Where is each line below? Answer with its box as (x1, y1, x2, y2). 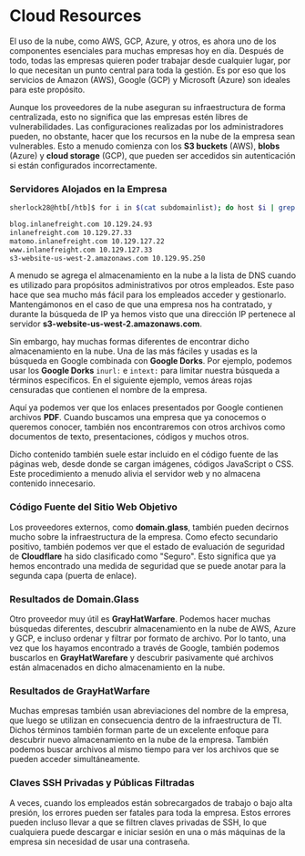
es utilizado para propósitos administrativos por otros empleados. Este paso (9, 280, 295, 291)
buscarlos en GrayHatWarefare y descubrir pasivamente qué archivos (9, 653, 274, 664)
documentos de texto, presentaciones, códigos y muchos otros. (9, 431, 249, 442)
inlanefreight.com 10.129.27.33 (9, 228, 132, 237)
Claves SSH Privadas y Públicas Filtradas (9, 777, 195, 789)
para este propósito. (9, 84, 86, 95)
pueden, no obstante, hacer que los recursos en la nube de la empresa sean (9, 130, 296, 141)
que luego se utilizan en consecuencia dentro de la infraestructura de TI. (9, 715, 282, 726)
